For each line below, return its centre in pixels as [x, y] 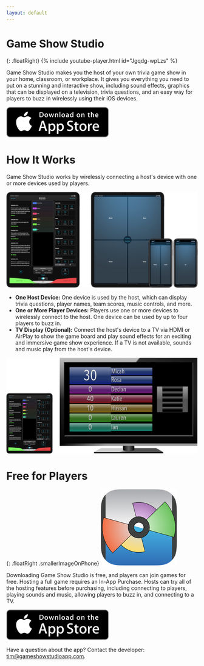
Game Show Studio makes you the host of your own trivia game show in [96, 72]
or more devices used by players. [48, 183]
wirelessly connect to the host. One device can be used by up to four [101, 317]
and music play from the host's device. [63, 349]
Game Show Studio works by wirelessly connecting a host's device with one [102, 177]
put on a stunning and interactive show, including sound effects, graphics [98, 85]
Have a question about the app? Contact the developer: [76, 650]
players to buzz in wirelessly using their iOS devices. [72, 98]
